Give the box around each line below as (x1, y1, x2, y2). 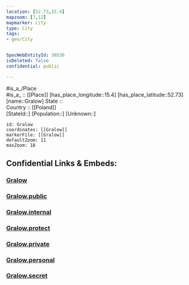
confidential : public (6, 63, 60, 69)
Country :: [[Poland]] (6, 103, 56, 110)
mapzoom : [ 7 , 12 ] (6, 14, 46, 20)
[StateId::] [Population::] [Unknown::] (6, 110, 96, 117)
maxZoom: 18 (6, 142, 36, 148)
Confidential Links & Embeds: (6, 159, 117, 169)
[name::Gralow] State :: (6, 97, 63, 104)
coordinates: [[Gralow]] (6, 126, 68, 132)
